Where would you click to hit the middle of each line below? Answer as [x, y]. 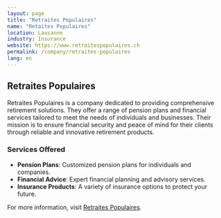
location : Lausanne [35, 33]
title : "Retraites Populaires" [52, 20]
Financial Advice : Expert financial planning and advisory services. [111, 179]
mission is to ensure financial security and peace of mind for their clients [110, 124]
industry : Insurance [37, 39]
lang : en [20, 58]
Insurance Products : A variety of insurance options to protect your [112, 186]
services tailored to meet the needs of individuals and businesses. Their [109, 117]
